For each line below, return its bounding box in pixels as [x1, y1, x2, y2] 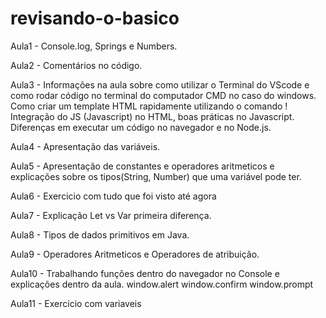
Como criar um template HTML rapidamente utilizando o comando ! [10, 100, 288, 112]
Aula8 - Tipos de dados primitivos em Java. [10, 228, 190, 241]
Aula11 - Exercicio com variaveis [10, 297, 142, 309]
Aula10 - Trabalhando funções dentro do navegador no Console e [10, 267, 280, 279]
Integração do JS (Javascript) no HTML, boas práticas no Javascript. [10, 110, 295, 122]
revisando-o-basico [10, 7, 180, 30]
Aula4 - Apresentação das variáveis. [10, 140, 161, 152]
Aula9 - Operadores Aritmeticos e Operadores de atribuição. [10, 248, 260, 260]
